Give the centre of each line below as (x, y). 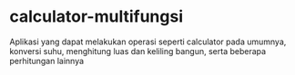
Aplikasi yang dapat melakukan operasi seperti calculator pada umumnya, (148, 42)
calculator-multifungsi (97, 17)
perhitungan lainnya (47, 61)
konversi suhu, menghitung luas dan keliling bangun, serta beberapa (138, 51)
